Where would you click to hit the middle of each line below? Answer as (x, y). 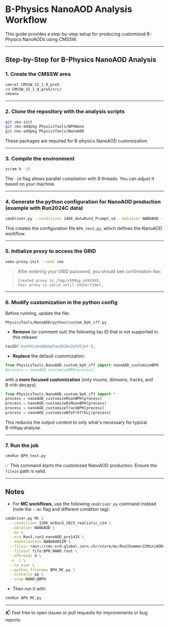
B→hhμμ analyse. (23, 427)
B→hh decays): (21, 385)
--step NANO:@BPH (28, 579)
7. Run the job (22, 445)
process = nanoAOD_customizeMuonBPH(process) (54, 399)
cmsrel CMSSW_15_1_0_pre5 (32, 85)
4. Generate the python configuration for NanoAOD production (83, 202)
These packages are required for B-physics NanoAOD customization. (77, 141)
